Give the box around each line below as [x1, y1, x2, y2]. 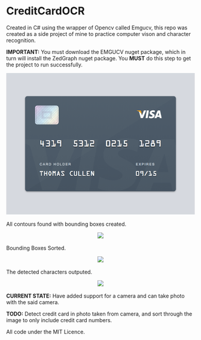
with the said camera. [6, 298, 60, 306]
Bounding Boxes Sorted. [6, 244, 66, 251]
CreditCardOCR [6, 4, 85, 18]
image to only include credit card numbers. [6, 316, 112, 324]
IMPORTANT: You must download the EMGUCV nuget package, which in [6, 48, 186, 55]
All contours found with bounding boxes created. [6, 220, 127, 227]
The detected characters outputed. [6, 268, 93, 275]
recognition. [6, 37, 36, 44]
